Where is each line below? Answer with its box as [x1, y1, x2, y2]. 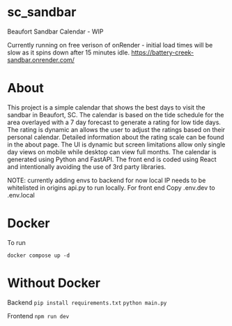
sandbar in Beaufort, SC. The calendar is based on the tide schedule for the [7, 110, 224, 119]
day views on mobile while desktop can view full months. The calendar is [7, 147, 217, 156]
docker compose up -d [7, 252, 70, 259]
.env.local [7, 191, 35, 199]
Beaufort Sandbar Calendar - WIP [7, 27, 104, 36]
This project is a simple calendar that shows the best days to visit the [7, 103, 206, 112]
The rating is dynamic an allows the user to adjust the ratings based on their [7, 125, 225, 133]
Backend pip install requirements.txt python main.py [7, 298, 167, 306]
